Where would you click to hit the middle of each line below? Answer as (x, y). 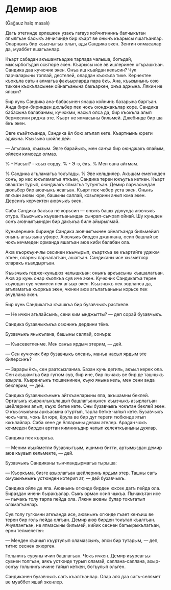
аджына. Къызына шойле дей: (38, 138)
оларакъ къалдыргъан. (30, 263)
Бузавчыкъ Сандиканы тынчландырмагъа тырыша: (61, 463)
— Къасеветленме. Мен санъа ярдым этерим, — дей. (64, 344)
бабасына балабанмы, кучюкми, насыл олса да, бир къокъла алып (79, 112)
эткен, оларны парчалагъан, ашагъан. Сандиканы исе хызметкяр (77, 257)
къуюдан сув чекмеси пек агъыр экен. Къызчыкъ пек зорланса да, (79, 283)
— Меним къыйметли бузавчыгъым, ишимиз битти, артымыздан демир (84, 448)
